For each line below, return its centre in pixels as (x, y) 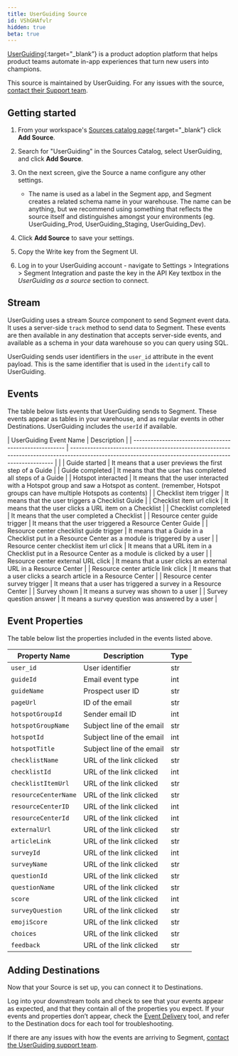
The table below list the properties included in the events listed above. (110, 638)
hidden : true (27, 27)
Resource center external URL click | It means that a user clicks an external (117, 561)
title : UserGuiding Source (47, 14)
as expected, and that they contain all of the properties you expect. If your (116, 1009)
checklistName (35, 760)
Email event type (111, 679)
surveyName (29, 864)
